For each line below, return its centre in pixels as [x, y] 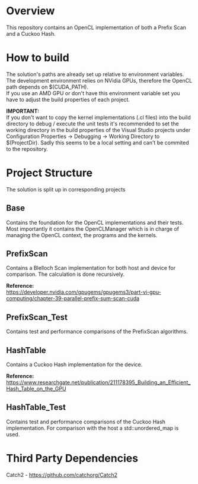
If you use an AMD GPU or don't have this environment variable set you [93, 93]
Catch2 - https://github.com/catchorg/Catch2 [62, 474]
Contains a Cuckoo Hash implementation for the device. [74, 364]
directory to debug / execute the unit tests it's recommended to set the [92, 124]
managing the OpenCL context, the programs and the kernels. [82, 235]
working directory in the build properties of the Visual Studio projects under [98, 130]
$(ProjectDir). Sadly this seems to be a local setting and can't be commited [98, 142]
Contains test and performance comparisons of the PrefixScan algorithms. [97, 332]
